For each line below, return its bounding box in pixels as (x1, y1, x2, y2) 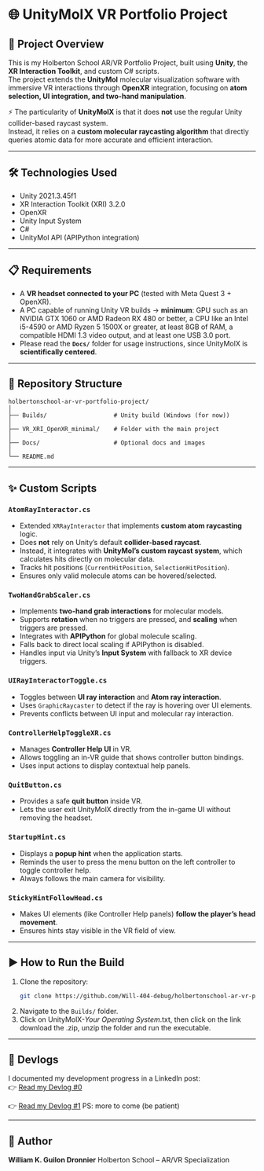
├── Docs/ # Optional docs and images (8, 439, 206, 447)
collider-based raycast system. (8, 119, 108, 127)
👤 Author (8, 1134, 53, 1147)
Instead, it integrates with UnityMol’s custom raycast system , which (19, 546, 243, 555)
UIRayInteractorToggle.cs (8, 676, 108, 685)
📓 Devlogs (8, 1052, 59, 1066)
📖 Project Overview (8, 37, 104, 50)
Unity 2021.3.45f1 (19, 191, 77, 200)
